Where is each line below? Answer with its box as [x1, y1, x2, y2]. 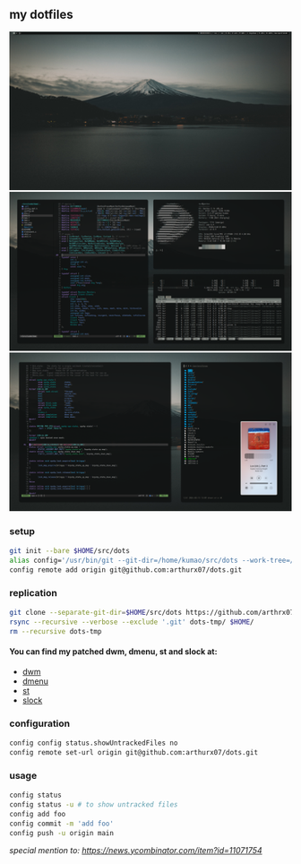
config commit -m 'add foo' [9, 819, 115, 828]
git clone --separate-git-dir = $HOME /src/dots [9, 609, 182, 618]
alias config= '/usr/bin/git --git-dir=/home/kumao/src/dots [9, 556, 239, 565]
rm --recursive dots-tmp [9, 626, 102, 635]
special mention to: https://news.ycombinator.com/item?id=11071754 [9, 844, 262, 855]
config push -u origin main [9, 828, 115, 837]
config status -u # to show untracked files [9, 800, 178, 809]
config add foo [9, 809, 66, 818]
